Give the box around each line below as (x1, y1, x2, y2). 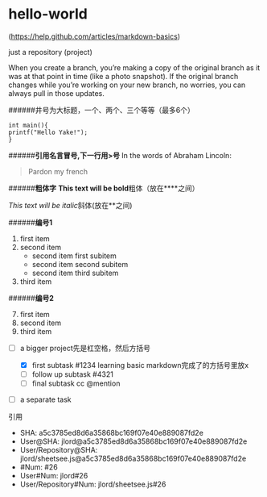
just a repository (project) (8, 47, 92, 56)
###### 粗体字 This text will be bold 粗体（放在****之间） (8, 183, 199, 193)
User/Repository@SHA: (19, 445, 98, 455)
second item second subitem (31, 259, 129, 269)
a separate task (19, 395, 72, 404)
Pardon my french (27, 166, 88, 176)
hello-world (8, 5, 88, 23)
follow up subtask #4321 (31, 370, 114, 379)
